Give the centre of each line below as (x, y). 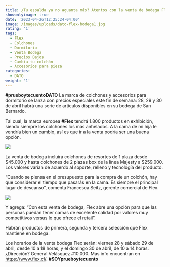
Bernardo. (16, 111)
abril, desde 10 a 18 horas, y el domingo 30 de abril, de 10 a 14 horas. (77, 248)
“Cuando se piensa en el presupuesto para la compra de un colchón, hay (81, 177)
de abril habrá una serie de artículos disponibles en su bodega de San (78, 106)
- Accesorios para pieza (36, 66)
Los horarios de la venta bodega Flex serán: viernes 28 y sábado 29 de (79, 243)
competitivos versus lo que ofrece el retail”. (51, 218)
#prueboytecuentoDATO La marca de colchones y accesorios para (76, 95)
